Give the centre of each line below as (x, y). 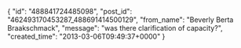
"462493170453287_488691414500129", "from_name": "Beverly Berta (120, 20)
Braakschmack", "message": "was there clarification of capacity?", (115, 28)
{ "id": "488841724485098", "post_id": (70, 11)
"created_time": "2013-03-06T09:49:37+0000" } (86, 36)
